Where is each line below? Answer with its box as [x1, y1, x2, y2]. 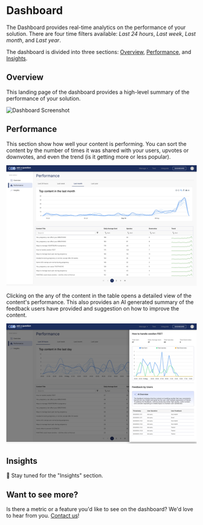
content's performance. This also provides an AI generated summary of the [6, 298, 194, 306]
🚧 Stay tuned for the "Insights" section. [6, 472, 104, 479]
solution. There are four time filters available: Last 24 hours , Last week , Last [6, 30, 196, 37]
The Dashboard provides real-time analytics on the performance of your [6, 24, 186, 31]
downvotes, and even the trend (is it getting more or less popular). [6, 153, 171, 160]
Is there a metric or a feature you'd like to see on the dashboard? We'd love [6, 506, 193, 513]
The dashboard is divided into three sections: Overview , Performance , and [6, 48, 192, 55]
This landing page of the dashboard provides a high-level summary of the [6, 88, 190, 96]
